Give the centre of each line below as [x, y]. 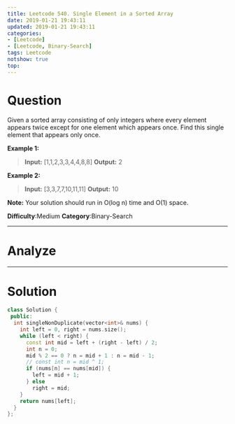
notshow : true [28, 59]
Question [34, 100]
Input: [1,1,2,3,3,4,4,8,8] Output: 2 [73, 162]
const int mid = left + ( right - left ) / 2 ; [92, 342]
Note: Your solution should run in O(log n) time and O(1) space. [98, 202]
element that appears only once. [54, 134]
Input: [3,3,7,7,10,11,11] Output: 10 [71, 189]
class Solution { [33, 310]
